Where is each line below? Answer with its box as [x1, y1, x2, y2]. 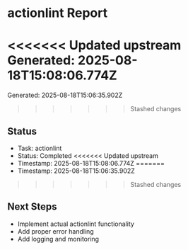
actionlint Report [7, 5, 108, 21]
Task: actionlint [17, 144, 62, 152]
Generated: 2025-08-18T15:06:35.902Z [7, 91, 123, 100]
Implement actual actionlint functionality [17, 220, 134, 228]
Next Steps [7, 200, 57, 213]
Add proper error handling [17, 227, 94, 235]
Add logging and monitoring [17, 234, 100, 243]
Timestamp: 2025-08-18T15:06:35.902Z [17, 166, 136, 175]
